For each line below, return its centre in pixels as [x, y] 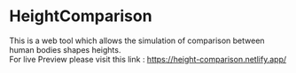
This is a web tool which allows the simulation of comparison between [137, 40]
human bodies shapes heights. [65, 49]
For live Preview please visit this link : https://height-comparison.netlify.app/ [148, 59]
